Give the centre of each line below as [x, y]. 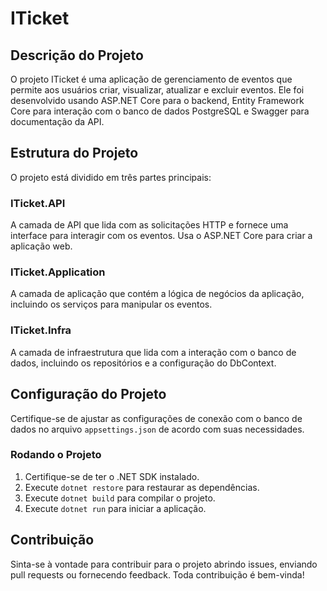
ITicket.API [38, 203]
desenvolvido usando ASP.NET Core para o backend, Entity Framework [157, 100]
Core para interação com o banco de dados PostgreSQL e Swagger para [160, 111]
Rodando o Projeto [56, 455]
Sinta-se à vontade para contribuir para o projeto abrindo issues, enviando [164, 564]
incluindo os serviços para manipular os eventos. [111, 304]
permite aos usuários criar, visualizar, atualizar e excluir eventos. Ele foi [157, 90]
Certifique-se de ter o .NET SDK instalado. [112, 476]
